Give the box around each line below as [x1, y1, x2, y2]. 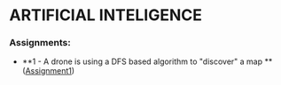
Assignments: [9, 37, 71, 49]
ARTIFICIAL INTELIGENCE [9, 5, 202, 25]
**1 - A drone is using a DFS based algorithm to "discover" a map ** [21, 56, 273, 67]
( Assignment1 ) [21, 66, 75, 76]
